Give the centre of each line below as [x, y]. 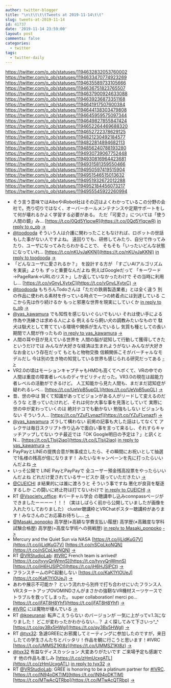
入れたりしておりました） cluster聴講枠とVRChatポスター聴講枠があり [87, 509]
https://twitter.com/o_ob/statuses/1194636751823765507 [66, 88]
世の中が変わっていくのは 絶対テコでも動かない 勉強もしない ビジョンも [88, 409]
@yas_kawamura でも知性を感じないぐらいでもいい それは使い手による [88, 314]
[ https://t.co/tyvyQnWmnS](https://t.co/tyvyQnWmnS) [69, 561]
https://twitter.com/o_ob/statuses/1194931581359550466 [66, 164]
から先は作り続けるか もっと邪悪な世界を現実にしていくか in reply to [89, 302]
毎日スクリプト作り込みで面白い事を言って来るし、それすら [93, 428]
